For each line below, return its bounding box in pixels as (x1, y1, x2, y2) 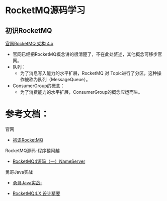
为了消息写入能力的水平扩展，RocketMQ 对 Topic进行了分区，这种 (20, 70, 157, 76)
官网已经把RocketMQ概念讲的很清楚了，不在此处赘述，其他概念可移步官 (12, 51, 162, 57)
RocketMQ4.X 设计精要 (12, 190, 60, 196)
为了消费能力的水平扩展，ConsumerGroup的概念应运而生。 (20, 89, 143, 95)
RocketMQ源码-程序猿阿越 (5, 147, 60, 154)
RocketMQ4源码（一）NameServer (12, 158, 86, 164)
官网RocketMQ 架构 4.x (5, 41, 54, 46)
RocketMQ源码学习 (5, 5, 86, 16)
